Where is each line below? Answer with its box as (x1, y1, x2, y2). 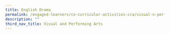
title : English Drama (5, 7, 51, 12)
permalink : (5, 12, 28, 17)
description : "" (5, 16, 39, 21)
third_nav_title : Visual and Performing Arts (5, 21, 103, 26)
